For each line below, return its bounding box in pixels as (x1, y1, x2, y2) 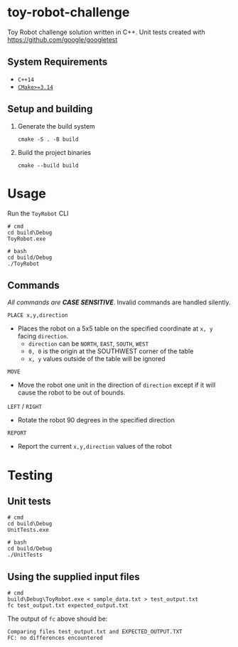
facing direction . (17, 332, 69, 341)
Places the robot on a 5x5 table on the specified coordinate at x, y (17, 324, 213, 333)
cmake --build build (17, 161, 79, 169)
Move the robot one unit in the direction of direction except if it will (17, 381, 216, 390)
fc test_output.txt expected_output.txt (7, 602, 129, 609)
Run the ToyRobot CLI (7, 209, 69, 218)
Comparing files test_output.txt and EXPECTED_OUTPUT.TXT (7, 629, 183, 636)
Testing (7, 467, 53, 483)
